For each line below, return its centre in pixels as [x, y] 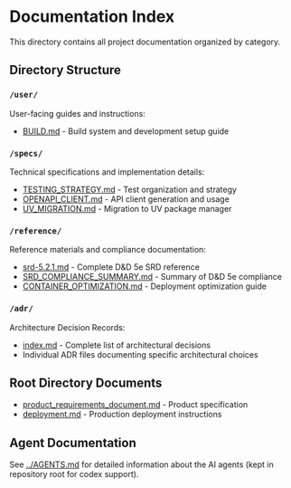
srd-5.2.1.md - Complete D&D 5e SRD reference [111, 267]
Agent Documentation [73, 442]
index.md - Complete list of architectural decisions [116, 345]
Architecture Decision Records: [67, 327]
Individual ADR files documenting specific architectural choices [141, 354]
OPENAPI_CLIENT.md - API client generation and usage [126, 199]
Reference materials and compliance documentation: [108, 250]
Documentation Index [92, 17]
